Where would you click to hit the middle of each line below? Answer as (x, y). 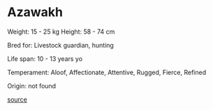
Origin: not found (32, 85)
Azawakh (35, 12)
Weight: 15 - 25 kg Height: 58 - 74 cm (61, 32)
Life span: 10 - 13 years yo (45, 59)
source (17, 99)
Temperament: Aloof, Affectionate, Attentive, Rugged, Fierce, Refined (107, 72)
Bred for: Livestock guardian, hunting (60, 45)
